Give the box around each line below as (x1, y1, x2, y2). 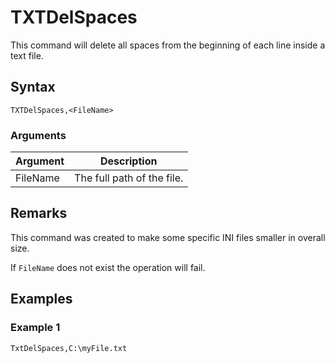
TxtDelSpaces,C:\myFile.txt (10, 343, 128, 353)
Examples (10, 291, 73, 308)
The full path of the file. (74, 171, 184, 185)
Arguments (10, 128, 67, 142)
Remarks (10, 205, 68, 222)
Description (99, 154, 158, 168)
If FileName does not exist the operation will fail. (10, 261, 206, 273)
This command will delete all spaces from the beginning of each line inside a (10, 39, 326, 51)
